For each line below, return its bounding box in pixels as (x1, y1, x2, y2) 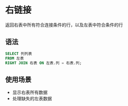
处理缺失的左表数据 (12, 96, 52, 102)
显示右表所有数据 (12, 90, 48, 96)
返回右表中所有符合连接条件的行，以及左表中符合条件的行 (5, 22, 123, 28)
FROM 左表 (5, 55, 24, 61)
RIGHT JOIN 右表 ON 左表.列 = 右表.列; (5, 60, 82, 65)
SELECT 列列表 (5, 51, 32, 56)
